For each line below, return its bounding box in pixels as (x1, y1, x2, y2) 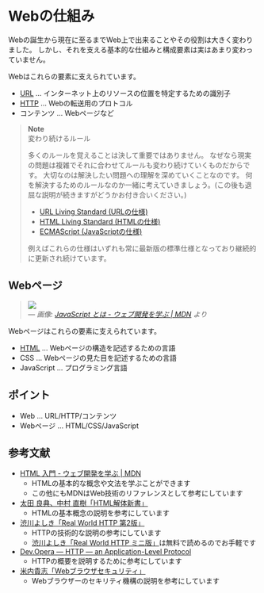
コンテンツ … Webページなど (19, 108, 115, 117)
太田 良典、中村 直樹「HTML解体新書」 (19, 499, 148, 508)
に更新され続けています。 (27, 253, 111, 262)
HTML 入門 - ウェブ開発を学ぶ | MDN (19, 469, 141, 478)
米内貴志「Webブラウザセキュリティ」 (19, 566, 146, 576)
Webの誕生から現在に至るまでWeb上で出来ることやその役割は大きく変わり (8, 35, 254, 44)
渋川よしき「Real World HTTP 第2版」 (19, 518, 145, 528)
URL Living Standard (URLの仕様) (39, 207, 148, 216)
